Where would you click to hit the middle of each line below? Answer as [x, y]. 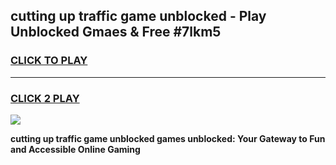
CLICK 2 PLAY [45, 98]
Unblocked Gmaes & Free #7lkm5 [116, 32]
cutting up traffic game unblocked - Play [138, 16]
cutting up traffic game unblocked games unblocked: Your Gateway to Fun [168, 138]
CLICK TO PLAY [49, 61]
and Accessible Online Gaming [75, 149]
